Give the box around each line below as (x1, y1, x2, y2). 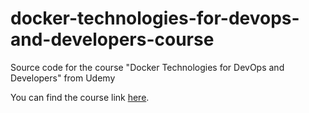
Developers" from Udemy (10, 72, 116, 84)
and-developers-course (10, 28, 215, 51)
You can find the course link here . (10, 91, 150, 103)
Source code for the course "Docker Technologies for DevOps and (10, 61, 285, 73)
